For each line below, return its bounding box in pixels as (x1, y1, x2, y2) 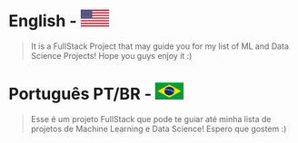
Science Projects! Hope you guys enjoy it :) (30, 50, 193, 61)
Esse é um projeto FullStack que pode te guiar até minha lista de (30, 113, 272, 124)
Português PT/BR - (8, 84, 152, 104)
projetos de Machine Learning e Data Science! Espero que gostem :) (30, 123, 287, 134)
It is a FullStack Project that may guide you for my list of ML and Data (30, 41, 290, 52)
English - (8, 11, 78, 32)
